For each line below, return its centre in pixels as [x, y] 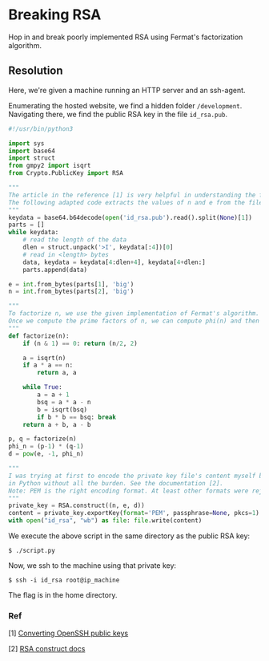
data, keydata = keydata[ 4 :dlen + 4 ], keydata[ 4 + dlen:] [114, 262]
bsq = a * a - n [64, 402]
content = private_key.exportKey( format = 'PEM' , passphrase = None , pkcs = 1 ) [134, 513]
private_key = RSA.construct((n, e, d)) [77, 506]
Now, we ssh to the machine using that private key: [92, 566]
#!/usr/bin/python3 [41, 129]
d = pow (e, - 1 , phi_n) [46, 454]
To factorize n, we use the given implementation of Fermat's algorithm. [134, 314]
